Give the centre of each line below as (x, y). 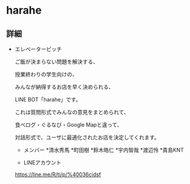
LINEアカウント (42, 163)
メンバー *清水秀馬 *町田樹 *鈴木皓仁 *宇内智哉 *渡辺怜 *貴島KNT (104, 150)
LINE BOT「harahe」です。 (48, 99)
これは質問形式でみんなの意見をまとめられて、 (72, 112)
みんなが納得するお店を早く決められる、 (64, 87)
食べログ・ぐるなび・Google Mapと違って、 (69, 125)
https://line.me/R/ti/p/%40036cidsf (58, 175)
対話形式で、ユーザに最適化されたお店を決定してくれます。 (87, 137)
